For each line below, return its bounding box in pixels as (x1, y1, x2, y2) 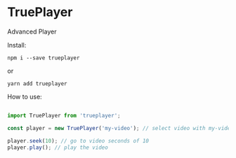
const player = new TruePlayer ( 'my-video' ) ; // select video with (7, 124, 206, 131)
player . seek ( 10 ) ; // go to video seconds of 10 (7, 137, 150, 144)
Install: (7, 41, 27, 49)
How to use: (7, 92, 42, 101)
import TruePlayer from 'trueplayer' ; (7, 112, 121, 119)
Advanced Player (7, 27, 57, 36)
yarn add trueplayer (7, 80, 68, 87)
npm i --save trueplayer (7, 54, 80, 62)
